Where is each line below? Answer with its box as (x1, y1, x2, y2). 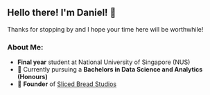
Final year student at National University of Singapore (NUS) (17, 58, 191, 66)
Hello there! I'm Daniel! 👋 (7, 7, 116, 19)
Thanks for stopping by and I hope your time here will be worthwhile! (7, 25, 204, 33)
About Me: (7, 42, 44, 52)
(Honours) (17, 73, 48, 81)
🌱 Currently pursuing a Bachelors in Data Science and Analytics (17, 65, 203, 74)
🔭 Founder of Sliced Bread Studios (17, 80, 116, 88)
